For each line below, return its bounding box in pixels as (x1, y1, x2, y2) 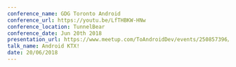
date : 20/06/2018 (7, 50, 58, 57)
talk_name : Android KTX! (7, 43, 80, 50)
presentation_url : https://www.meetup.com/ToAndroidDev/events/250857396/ (7, 36, 231, 43)
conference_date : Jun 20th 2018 (7, 29, 102, 37)
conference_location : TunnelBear (7, 23, 105, 30)
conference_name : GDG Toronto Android (7, 10, 121, 17)
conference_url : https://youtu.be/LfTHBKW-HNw (7, 17, 146, 24)
